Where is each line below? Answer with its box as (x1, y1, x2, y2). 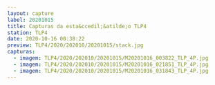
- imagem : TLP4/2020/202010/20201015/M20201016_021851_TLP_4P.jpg (13, 61, 209, 68)
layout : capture (7, 10, 54, 17)
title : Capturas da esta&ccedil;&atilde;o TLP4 (7, 23, 147, 29)
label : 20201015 (7, 16, 54, 23)
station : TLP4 (7, 29, 48, 36)
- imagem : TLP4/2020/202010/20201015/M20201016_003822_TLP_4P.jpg (13, 55, 209, 62)
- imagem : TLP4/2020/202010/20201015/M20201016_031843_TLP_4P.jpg (13, 67, 209, 74)
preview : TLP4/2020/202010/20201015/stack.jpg (7, 42, 144, 49)
